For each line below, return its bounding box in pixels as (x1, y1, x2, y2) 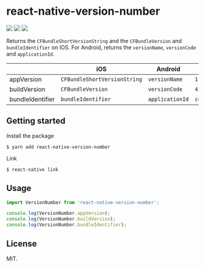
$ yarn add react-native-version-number (6, 144, 111, 150)
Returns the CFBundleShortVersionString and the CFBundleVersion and (6, 37, 182, 44)
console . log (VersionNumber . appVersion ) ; (6, 210, 111, 217)
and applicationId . (6, 50, 55, 58)
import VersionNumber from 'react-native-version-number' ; (6, 199, 160, 206)
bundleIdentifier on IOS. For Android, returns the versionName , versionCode (6, 43, 196, 51)
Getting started (6, 116, 66, 126)
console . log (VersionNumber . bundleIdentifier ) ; (6, 222, 127, 228)
